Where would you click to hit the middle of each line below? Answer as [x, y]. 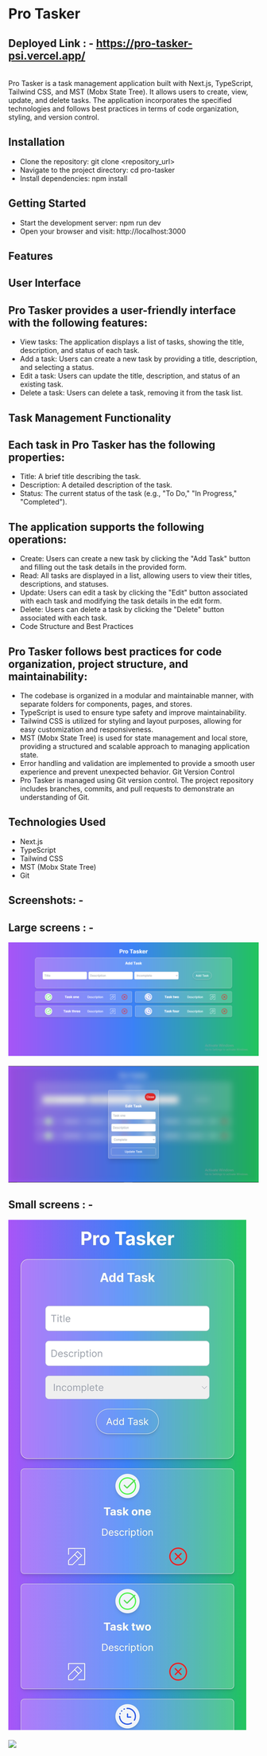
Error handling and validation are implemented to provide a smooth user [137, 764]
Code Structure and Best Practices [76, 627]
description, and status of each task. [80, 351]
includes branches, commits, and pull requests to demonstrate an [127, 789]
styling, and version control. [54, 117]
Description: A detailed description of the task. [96, 485]
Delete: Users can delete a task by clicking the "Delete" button [122, 610]
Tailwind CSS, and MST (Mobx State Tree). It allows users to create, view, [128, 92]
